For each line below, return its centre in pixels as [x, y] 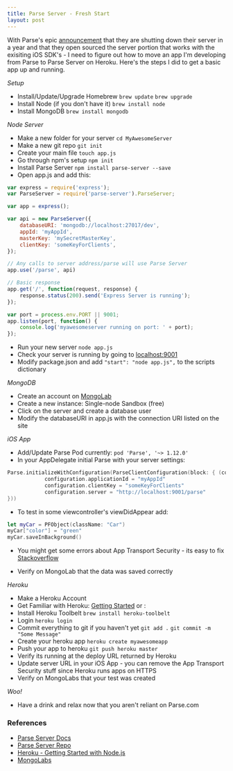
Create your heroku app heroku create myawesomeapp [93, 641]
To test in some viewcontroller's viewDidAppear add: [93, 511]
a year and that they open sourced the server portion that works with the [111, 47]
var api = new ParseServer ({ [49, 219]
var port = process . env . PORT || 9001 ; [63, 314]
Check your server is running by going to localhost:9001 [97, 355]
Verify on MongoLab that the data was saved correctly [95, 571]
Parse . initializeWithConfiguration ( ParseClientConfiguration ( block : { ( [114, 473]
